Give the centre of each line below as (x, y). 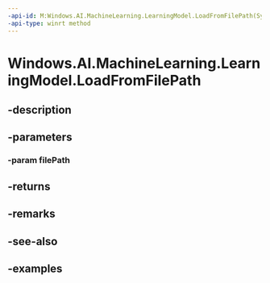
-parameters (40, 137)
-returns (29, 186)
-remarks (31, 214)
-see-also (33, 241)
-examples (35, 268)
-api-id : (22, 16)
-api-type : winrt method (49, 23)
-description (39, 110)
